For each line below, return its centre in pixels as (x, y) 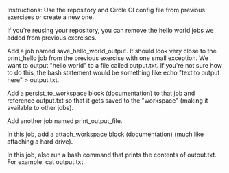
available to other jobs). (40, 108)
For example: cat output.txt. (46, 162)
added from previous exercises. (52, 38)
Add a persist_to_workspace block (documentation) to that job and (101, 93)
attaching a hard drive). (40, 142)
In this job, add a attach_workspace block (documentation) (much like (106, 134)
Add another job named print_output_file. (65, 121)
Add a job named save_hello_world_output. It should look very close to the (112, 51)
